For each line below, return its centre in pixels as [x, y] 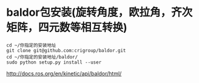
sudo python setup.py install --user [54, 62]
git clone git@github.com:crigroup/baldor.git [66, 50]
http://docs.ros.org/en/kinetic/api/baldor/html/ [64, 73]
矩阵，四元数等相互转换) [67, 28]
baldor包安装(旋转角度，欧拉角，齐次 [99, 12]
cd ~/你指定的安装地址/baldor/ [42, 57]
